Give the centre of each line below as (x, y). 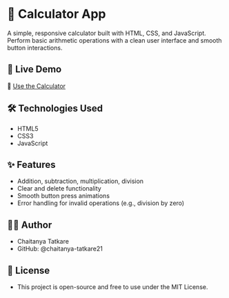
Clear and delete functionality (59, 189)
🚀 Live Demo (34, 69)
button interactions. (35, 47)
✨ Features (31, 164)
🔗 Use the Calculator (37, 86)
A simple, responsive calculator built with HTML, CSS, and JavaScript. (107, 33)
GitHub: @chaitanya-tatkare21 (60, 249)
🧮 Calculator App (57, 14)
